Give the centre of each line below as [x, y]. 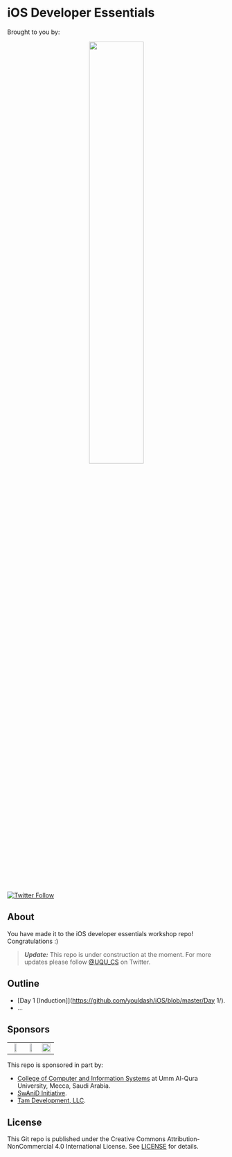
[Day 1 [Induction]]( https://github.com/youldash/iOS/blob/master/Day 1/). [121, 1000]
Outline [23, 984]
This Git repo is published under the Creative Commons [87, 1139]
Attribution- [184, 1139]
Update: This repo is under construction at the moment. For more [117, 954]
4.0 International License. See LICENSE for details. [127, 1147]
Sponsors [28, 1029]
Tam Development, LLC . [51, 1101]
